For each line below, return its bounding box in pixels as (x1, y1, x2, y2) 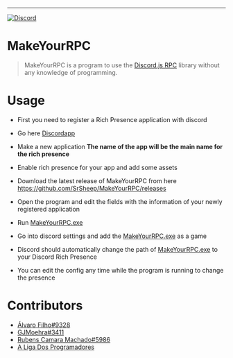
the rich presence (17, 150, 70, 158)
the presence (17, 273, 55, 282)
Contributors (7, 298, 83, 314)
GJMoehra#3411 (17, 327, 64, 336)
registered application (17, 205, 80, 213)
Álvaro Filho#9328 (17, 321, 71, 329)
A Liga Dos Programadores (17, 343, 95, 351)
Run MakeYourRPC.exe (17, 218, 83, 226)
